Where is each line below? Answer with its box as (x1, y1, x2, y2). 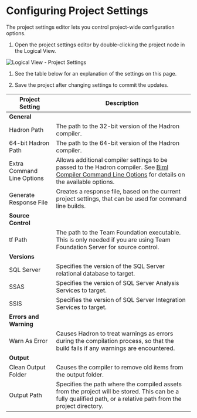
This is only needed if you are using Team (56, 236, 171, 244)
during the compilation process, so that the (56, 337, 174, 345)
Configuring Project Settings (6, 4, 148, 18)
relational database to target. (56, 269, 135, 277)
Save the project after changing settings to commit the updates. (14, 81, 169, 89)
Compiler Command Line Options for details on (56, 170, 185, 178)
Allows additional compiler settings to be (56, 155, 168, 164)
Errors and (9, 312, 39, 321)
